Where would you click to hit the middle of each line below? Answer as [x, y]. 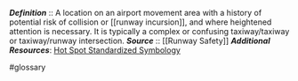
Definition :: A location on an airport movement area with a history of [136, 13]
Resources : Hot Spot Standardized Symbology [95, 50]
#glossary [28, 67]
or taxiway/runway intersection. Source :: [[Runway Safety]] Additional [140, 40]
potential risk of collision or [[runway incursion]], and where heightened [141, 22]
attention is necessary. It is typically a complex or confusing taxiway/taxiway [149, 31]
